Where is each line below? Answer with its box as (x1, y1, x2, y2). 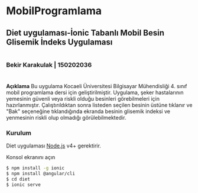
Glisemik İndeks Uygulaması (6, 37, 113, 47)
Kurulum (6, 128, 31, 137)
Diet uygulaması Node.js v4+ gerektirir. (6, 142, 102, 149)
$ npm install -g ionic (6, 165, 65, 171)
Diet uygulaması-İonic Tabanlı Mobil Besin (6, 28, 164, 38)
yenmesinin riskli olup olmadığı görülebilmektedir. (6, 114, 126, 121)
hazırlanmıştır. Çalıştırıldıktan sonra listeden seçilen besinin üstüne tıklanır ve (6, 101, 193, 108)
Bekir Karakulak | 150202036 (6, 60, 92, 69)
